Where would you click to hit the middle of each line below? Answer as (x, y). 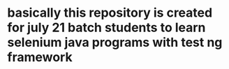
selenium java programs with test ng (115, 43)
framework (40, 58)
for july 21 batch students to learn (106, 28)
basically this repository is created (110, 13)
